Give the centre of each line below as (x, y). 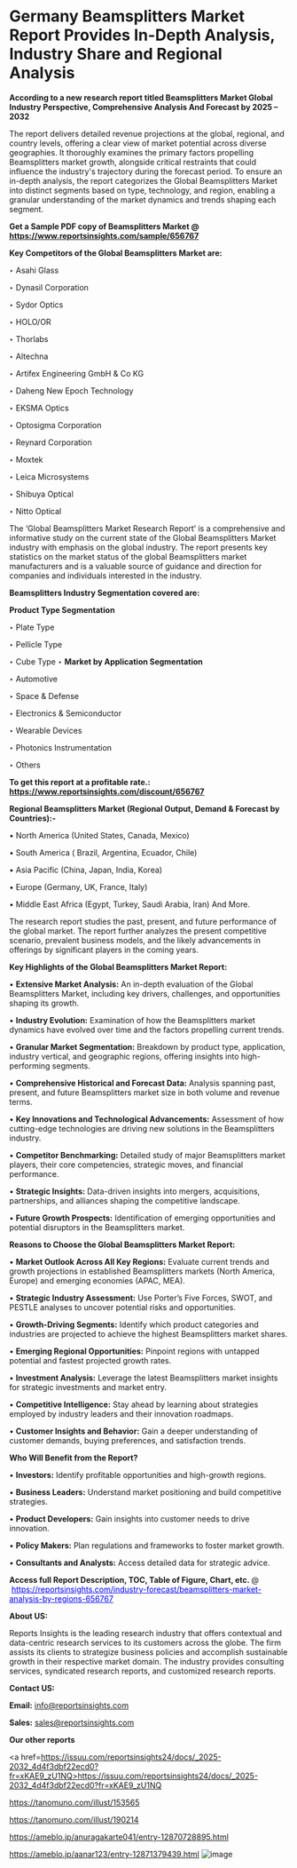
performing (30, 1065)
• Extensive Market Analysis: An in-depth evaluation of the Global (131, 984)
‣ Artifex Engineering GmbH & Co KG (77, 373)
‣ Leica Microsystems (49, 476)
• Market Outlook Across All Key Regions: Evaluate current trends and (139, 1261)
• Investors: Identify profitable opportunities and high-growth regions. (138, 1475)
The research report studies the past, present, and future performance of (143, 921)
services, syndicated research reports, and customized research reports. (143, 1671)
